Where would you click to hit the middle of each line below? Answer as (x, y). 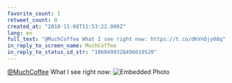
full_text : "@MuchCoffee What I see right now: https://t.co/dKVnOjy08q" (117, 39)
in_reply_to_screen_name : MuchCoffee (62, 46)
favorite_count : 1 (34, 13)
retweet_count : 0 (32, 20)
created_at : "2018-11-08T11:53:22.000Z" (67, 26)
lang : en (20, 33)
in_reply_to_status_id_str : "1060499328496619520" (82, 53)
